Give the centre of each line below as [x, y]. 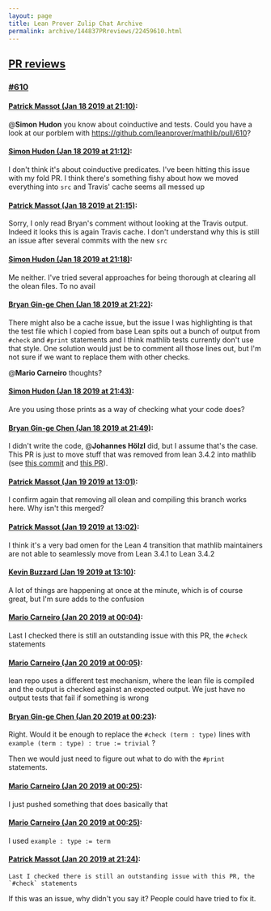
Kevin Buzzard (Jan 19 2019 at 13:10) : [72, 572]
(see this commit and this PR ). [58, 463]
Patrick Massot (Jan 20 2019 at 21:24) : [75, 859]
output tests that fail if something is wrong [79, 698]
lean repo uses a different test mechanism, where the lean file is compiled [131, 681]
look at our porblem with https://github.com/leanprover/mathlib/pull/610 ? [130, 133]
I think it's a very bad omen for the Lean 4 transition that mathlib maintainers [135, 545]
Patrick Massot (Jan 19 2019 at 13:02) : [74, 526]
